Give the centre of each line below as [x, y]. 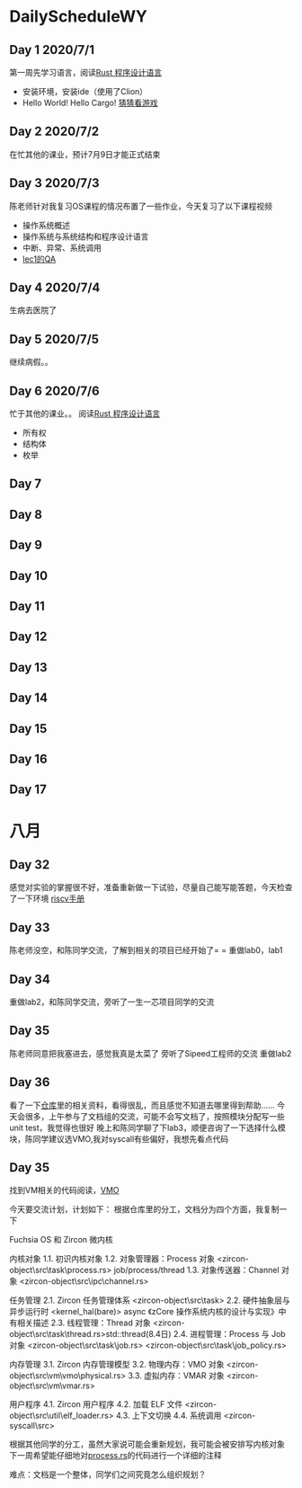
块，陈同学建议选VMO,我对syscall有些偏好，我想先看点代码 [119, 1138]
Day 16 [28, 758]
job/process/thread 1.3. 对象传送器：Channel [197, 1270]
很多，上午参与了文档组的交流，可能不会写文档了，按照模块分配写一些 [155, 1116]
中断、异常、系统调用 [62, 247]
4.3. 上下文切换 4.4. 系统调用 [169, 1416]
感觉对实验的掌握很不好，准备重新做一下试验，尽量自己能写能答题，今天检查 [151, 887]
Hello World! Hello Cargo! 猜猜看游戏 [90, 102]
